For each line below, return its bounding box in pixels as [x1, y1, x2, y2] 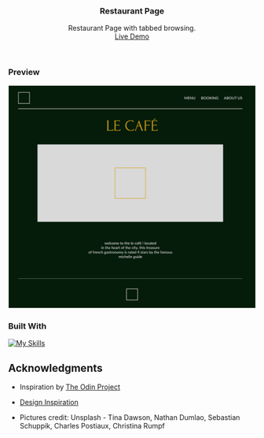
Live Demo [115, 32, 149, 41]
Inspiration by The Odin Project [19, 382, 120, 392]
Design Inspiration [19, 398, 79, 406]
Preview [8, 67, 40, 78]
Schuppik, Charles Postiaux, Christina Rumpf [19, 421, 165, 430]
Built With [8, 321, 47, 332]
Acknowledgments [8, 361, 104, 375]
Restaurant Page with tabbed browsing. [68, 24, 196, 33]
